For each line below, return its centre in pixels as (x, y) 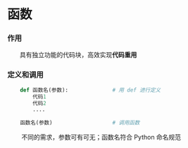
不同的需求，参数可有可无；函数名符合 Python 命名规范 (101, 137)
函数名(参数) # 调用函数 (80, 123)
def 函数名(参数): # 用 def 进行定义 (90, 90)
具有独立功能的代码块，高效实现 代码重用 (79, 55)
